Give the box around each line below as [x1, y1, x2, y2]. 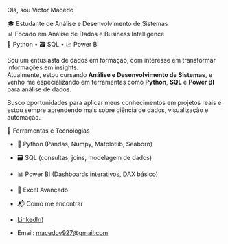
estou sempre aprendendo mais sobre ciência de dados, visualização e [7, 106, 209, 114]
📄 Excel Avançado [16, 186, 69, 194]
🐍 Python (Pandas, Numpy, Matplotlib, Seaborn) [16, 140, 153, 148]
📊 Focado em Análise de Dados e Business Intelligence [7, 30, 165, 38]
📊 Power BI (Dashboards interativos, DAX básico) [16, 170, 159, 178]
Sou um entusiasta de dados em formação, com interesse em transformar [7, 56, 216, 64]
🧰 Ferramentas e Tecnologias [7, 126, 91, 135]
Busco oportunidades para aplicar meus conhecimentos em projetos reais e [7, 99, 222, 107]
